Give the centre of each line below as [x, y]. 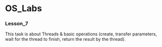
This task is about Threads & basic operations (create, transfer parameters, [81, 34]
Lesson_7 [17, 24]
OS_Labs [24, 8]
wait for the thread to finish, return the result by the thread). [66, 39]
